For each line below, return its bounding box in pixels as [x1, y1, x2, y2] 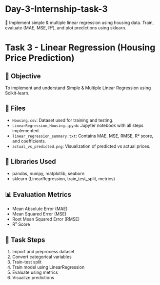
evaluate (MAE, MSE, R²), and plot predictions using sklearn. [5, 24, 127, 30]
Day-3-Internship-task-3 [5, 3, 108, 15]
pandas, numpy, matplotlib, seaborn [12, 170, 85, 176]
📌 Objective [5, 72, 41, 80]
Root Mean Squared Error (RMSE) [12, 216, 80, 222]
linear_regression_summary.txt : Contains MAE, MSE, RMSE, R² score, [12, 133, 154, 139]
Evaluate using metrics [12, 269, 58, 275]
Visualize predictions [12, 275, 55, 281]
